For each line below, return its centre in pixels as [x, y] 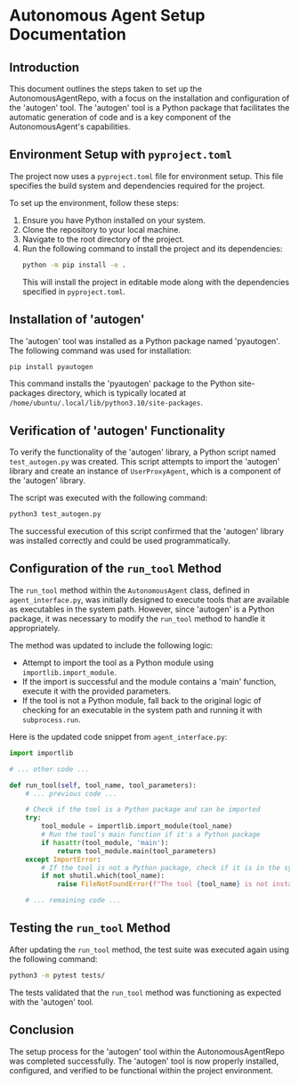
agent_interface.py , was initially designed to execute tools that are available [149, 599]
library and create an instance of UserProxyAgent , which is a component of [145, 471]
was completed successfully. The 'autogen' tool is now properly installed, [144, 1061]
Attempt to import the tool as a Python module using [118, 662]
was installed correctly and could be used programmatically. [120, 541]
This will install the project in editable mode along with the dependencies [156, 282]
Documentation [68, 34]
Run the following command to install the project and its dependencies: [152, 248]
